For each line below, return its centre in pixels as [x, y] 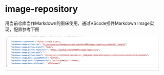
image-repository [41, 9]
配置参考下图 [26, 29]
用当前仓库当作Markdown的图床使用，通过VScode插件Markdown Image [77, 23]
